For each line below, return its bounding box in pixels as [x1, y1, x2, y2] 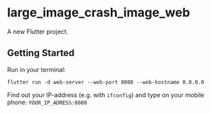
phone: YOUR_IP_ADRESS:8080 [7, 98, 87, 106]
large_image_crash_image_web [7, 5, 190, 21]
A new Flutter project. [7, 27, 69, 36]
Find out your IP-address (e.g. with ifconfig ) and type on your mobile [7, 90, 205, 99]
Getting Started [7, 47, 75, 59]
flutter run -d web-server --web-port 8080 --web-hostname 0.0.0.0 [7, 79, 205, 86]
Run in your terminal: [7, 65, 66, 73]
